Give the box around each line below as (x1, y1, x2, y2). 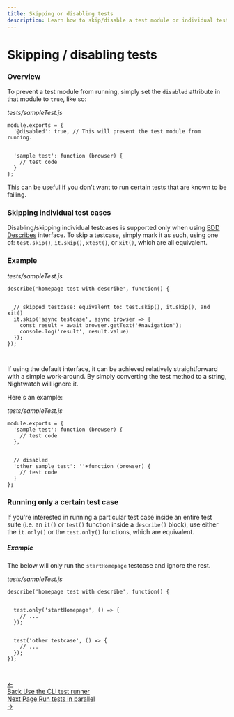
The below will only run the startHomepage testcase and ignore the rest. (7, 561, 211, 569)
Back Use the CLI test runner (7, 687, 91, 695)
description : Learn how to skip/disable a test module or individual (7, 17, 214, 24)
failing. (7, 190, 26, 199)
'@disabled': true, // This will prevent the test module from (13, 128, 201, 135)
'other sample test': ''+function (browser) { (13, 462, 151, 469)
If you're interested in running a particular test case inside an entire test (7, 513, 212, 521)
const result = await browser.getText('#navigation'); (19, 322, 182, 329)
